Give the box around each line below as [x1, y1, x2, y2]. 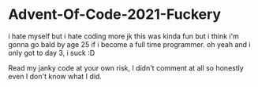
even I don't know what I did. [8, 71, 103, 81]
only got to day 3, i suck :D [8, 48, 95, 57]
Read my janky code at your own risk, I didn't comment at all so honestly [8, 63, 245, 72]
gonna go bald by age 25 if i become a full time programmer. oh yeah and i [8, 39, 251, 49]
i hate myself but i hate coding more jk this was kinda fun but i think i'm [8, 31, 239, 41]
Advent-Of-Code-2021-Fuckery [8, 5, 222, 24]
